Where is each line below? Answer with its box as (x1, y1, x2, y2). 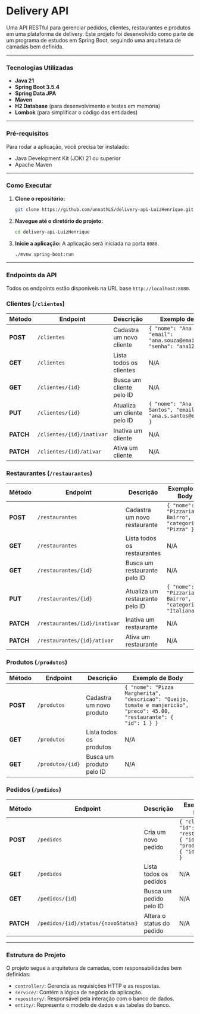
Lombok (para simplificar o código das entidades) (14, 109, 138, 116)
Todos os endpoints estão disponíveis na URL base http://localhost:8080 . (6, 284, 190, 292)
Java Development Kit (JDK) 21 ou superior (14, 154, 121, 162)
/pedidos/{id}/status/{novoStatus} (37, 920, 138, 927)
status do (143, 919, 170, 927)
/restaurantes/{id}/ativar (37, 638, 114, 644)
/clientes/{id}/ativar (37, 448, 102, 455)
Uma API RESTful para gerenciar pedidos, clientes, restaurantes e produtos (6, 24, 191, 31)
